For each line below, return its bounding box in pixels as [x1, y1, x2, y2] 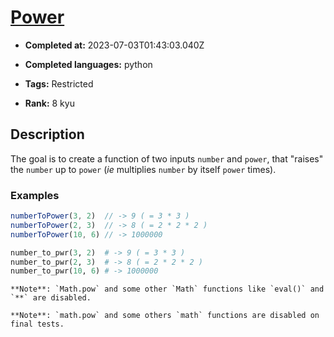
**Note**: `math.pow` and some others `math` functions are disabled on [10, 311, 320, 321]
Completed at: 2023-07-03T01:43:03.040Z [24, 39, 205, 51]
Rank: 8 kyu [24, 97, 75, 109]
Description [10, 126, 85, 143]
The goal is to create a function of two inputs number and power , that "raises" [10, 152, 324, 165]
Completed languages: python [24, 58, 153, 70]
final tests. [10, 319, 65, 330]
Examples [10, 188, 60, 202]
